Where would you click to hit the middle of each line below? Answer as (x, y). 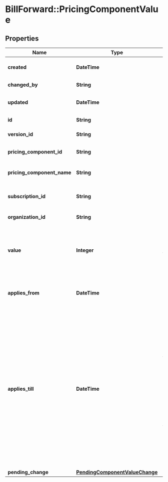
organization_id (27, 217)
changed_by (23, 85)
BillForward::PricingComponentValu (82, 9)
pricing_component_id (35, 152)
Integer (85, 250)
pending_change (28, 472)
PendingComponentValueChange (117, 472)
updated (18, 102)
